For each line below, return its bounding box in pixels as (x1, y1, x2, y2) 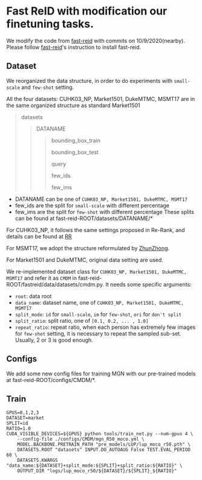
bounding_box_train (51, 137, 101, 144)
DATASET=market (6, 415, 45, 421)
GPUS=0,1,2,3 (6, 410, 39, 416)
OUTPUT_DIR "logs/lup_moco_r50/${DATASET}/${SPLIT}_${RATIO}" (17, 468, 177, 474)
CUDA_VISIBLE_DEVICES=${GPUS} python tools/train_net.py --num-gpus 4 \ (6, 431, 194, 437)
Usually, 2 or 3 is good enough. (15, 336, 94, 343)
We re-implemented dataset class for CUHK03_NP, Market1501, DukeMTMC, (6, 268, 187, 275)
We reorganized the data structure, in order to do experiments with (6, 77, 173, 84)
